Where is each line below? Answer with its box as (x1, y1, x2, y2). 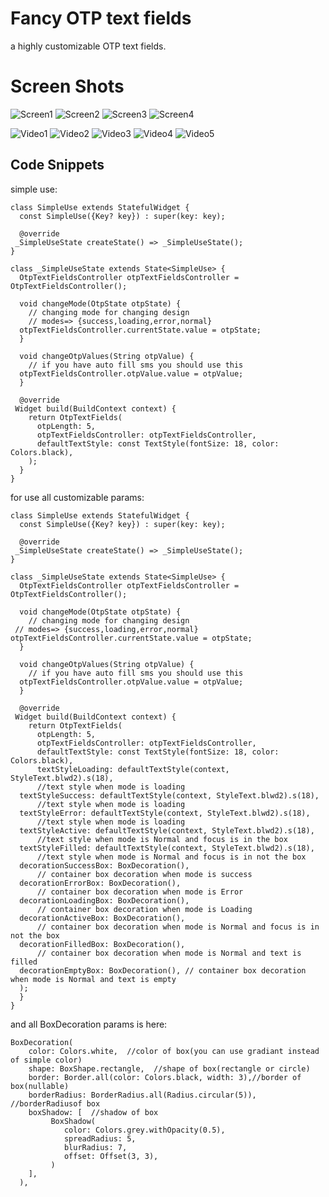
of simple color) (10, 1055, 83, 1065)
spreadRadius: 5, (63, 1133, 137, 1144)
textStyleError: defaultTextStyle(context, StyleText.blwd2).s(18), (19, 808, 311, 818)
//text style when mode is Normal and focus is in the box (36, 834, 288, 844)
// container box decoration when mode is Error (36, 887, 244, 897)
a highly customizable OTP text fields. (10, 40, 167, 52)
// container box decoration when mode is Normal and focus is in (36, 922, 320, 932)
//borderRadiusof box (10, 1098, 101, 1109)
